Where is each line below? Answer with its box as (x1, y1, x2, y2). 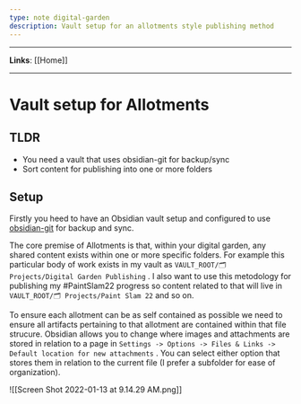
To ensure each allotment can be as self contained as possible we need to (9, 310, 283, 321)
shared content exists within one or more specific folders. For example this (9, 250, 285, 260)
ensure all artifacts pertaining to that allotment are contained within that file (9, 320, 287, 330)
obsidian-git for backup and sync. (9, 223, 134, 233)
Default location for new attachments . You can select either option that (9, 347, 280, 359)
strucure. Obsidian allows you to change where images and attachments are (9, 329, 290, 339)
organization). (9, 367, 61, 378)
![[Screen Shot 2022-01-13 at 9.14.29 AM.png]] (9, 384, 183, 395)
